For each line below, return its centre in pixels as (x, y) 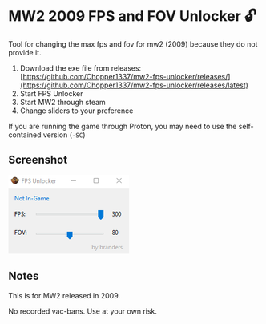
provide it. (25, 52)
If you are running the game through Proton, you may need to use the (123, 126)
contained (25, 135)
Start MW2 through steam (62, 102)
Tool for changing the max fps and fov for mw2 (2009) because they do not (133, 44)
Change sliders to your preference (77, 111)
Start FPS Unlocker (51, 93)
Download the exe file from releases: (81, 68)
